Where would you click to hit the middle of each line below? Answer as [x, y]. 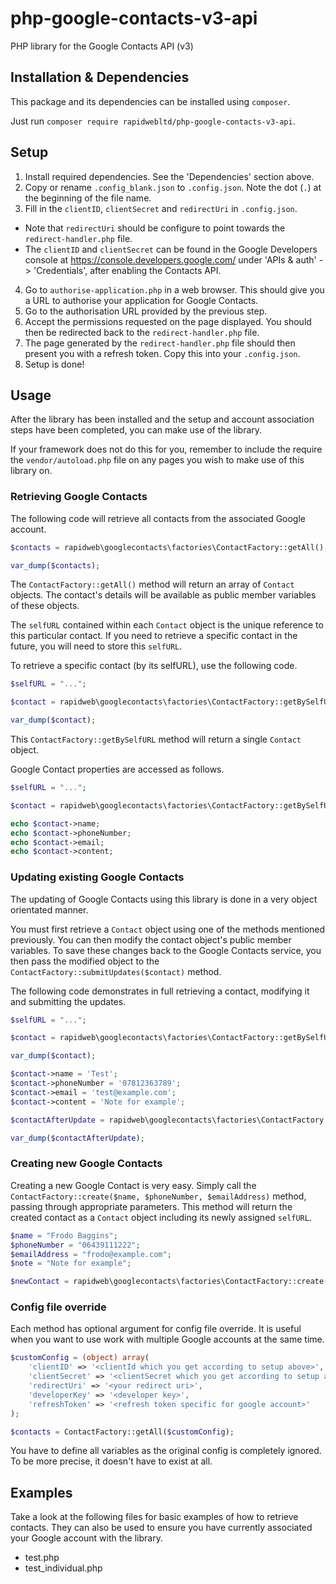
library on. [31, 471]
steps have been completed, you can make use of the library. [136, 430]
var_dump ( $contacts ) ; [55, 565]
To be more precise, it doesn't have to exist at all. [111, 1461]
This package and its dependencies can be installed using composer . [150, 101]
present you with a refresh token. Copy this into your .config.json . [162, 353]
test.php [42, 1558]
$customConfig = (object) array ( [80, 1358]
